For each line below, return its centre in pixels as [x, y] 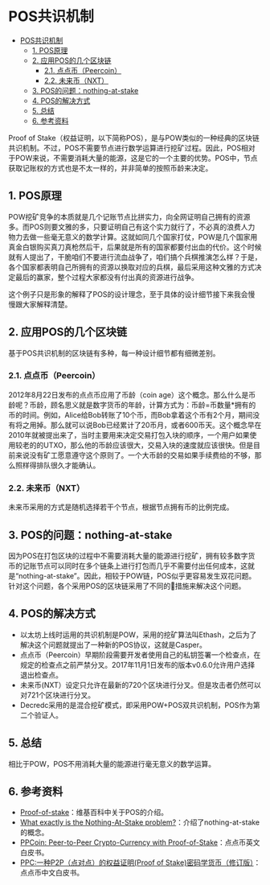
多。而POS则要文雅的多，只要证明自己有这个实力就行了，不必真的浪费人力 [132, 227]
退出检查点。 [41, 675]
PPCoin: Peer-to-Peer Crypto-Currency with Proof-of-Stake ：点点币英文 [140, 842]
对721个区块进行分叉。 [57, 695]
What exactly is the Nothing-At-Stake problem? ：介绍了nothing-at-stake [140, 822]
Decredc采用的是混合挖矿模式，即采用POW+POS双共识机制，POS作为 [137, 705]
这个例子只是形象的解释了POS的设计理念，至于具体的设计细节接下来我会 [128, 294]
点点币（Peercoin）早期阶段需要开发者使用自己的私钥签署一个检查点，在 [140, 654]
